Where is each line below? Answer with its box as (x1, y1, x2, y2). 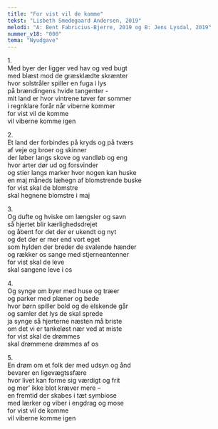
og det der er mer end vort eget (7, 235, 100, 244)
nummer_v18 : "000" (7, 30, 62, 38)
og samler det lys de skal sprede (7, 309, 103, 318)
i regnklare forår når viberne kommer (7, 102, 115, 110)
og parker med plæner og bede (7, 295, 100, 303)
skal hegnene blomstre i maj (7, 191, 90, 200)
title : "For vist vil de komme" (7, 10, 103, 18)
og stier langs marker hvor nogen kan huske (7, 169, 137, 177)
